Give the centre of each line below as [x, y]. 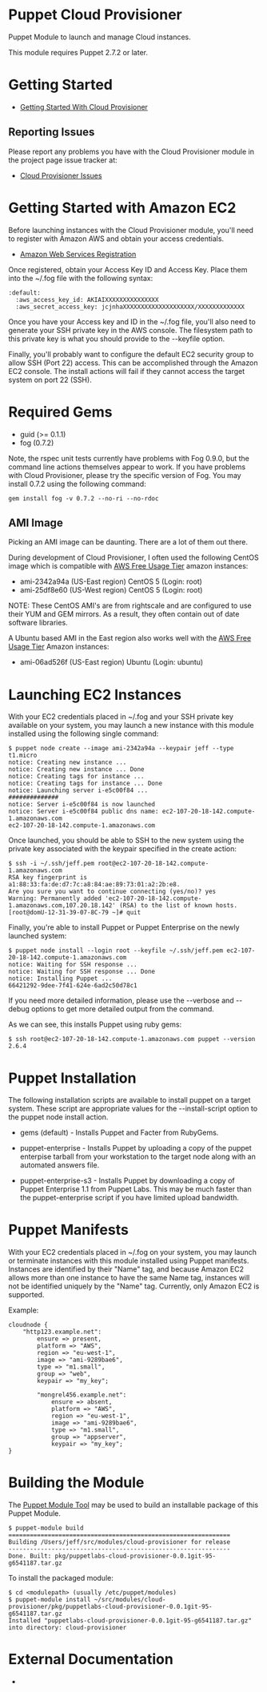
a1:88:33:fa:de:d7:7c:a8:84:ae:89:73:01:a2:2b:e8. [94, 885]
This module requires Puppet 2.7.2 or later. [78, 52]
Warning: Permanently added [55, 898]
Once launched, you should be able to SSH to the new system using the [126, 840]
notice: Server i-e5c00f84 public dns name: [84, 812]
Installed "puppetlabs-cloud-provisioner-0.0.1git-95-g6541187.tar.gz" [130, 1621]
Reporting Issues [52, 133]
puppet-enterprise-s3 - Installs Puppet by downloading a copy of [127, 1181]
